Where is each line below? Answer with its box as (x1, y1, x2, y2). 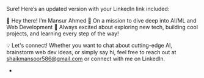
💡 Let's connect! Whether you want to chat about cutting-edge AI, (6, 42, 173, 49)
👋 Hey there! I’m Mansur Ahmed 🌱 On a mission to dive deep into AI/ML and (6, 17, 197, 24)
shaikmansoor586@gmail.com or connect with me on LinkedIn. (6, 55, 166, 62)
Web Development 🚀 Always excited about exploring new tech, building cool (6, 24, 199, 30)
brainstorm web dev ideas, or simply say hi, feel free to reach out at (6, 49, 177, 55)
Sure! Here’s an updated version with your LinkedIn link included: (6, 5, 170, 12)
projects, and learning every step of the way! (6, 30, 119, 37)
